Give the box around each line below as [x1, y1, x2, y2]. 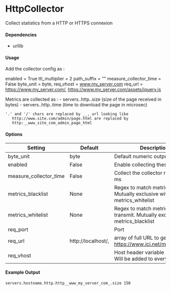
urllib [12, 43, 24, 49]
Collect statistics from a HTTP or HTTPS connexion [5, 20, 113, 26]
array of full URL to [114, 234, 159, 241]
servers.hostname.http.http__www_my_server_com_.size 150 [5, 280, 131, 285]
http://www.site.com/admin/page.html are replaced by [12, 116, 129, 121]
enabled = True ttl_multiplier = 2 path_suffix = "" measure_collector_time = [5, 76, 161, 82]
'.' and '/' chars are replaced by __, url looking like [5, 111, 129, 117]
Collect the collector [114, 169, 163, 176]
